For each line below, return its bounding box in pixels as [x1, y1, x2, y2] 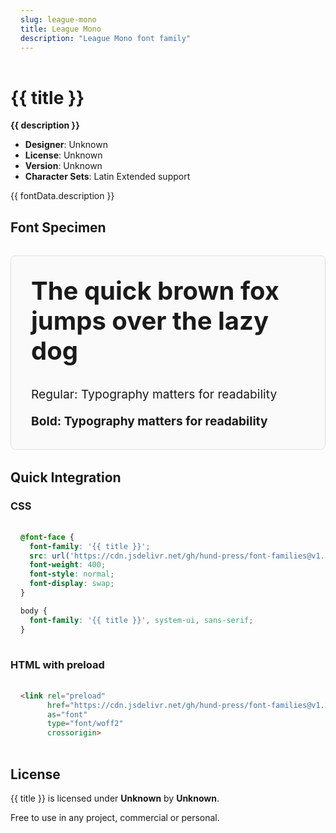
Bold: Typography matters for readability [31, 412, 268, 429]
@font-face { [20, 532, 75, 542]
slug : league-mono [20, 14, 97, 25]
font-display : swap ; [29, 579, 115, 589]
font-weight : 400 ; [29, 560, 107, 570]
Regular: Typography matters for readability [31, 386, 278, 402]
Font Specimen [10, 219, 107, 236]
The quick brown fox [31, 274, 280, 306]
